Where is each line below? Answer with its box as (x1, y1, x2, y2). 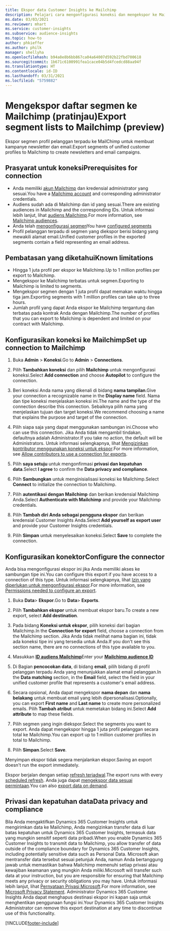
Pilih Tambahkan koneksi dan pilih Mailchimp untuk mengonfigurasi (12, 367, 156, 373)
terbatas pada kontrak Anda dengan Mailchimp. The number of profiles (12, 310, 160, 316)
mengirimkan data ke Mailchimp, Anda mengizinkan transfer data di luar (5, 824, 155, 830)
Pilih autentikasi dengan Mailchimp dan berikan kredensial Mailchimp (12, 491, 159, 497)
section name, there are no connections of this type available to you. (12, 644, 156, 650)
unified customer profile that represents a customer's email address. (12, 680, 156, 686)
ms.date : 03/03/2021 (5, 17, 49, 22)
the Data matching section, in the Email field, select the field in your (12, 674, 155, 680)
